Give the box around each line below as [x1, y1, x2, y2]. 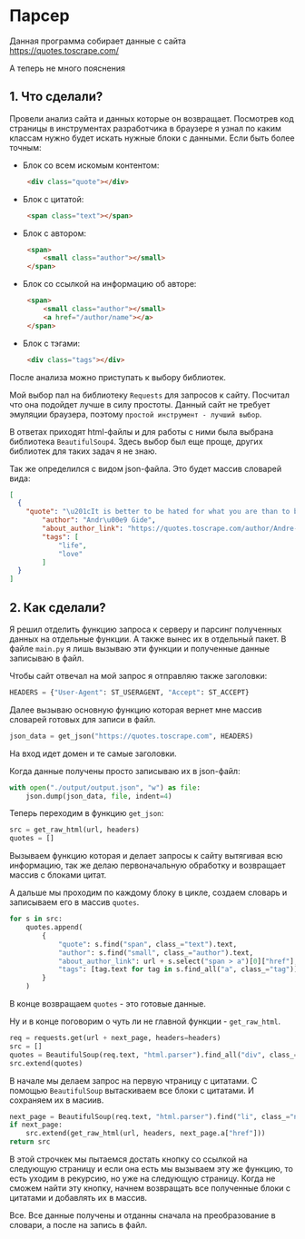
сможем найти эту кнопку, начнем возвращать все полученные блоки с [9, 1183, 291, 1194]
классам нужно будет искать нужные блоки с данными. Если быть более [9, 133, 295, 143]
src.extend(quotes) [9, 1058, 84, 1067]
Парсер [9, 5, 70, 26]
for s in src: [9, 914, 64, 924]
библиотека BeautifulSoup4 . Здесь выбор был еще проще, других [9, 436, 263, 447]
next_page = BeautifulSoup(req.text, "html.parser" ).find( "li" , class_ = [9, 1112, 290, 1121]
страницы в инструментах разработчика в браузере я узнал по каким [9, 123, 281, 133]
